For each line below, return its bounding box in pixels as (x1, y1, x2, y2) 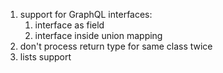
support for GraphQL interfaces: (19, 9, 153, 20)
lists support (19, 51, 72, 63)
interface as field (34, 19, 105, 31)
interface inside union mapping (34, 30, 163, 41)
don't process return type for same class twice (19, 40, 213, 52)
